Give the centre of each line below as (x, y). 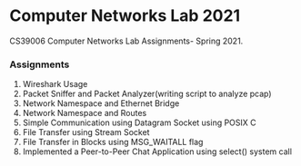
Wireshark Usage (55, 84)
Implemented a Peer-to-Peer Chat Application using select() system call (157, 151)
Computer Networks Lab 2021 (125, 16)
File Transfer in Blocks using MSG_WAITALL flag (113, 142)
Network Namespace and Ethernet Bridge (101, 103)
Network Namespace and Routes (85, 113)
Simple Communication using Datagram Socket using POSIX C (139, 122)
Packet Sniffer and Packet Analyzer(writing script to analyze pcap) (147, 94)
